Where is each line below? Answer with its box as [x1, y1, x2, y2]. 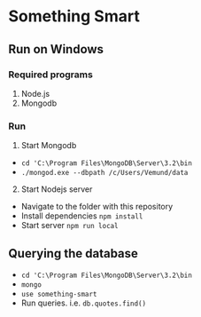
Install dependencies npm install [20, 210, 143, 221]
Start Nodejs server [20, 184, 93, 194]
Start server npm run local [20, 220, 119, 231]
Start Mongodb [20, 140, 77, 151]
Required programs [8, 68, 94, 81]
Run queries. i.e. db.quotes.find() [20, 297, 147, 308]
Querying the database [8, 246, 139, 261]
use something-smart [20, 289, 97, 298]
